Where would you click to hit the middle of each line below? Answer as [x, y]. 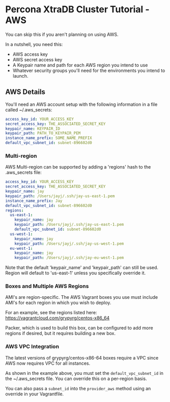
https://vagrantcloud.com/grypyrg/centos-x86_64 [58, 318]
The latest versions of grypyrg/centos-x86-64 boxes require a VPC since [82, 358]
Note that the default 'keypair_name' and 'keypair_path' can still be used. [82, 268]
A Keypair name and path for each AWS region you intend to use [80, 65]
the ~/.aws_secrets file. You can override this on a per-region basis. [76, 379]
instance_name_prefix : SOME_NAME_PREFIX [49, 138]
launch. [20, 76]
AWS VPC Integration [32, 347]
